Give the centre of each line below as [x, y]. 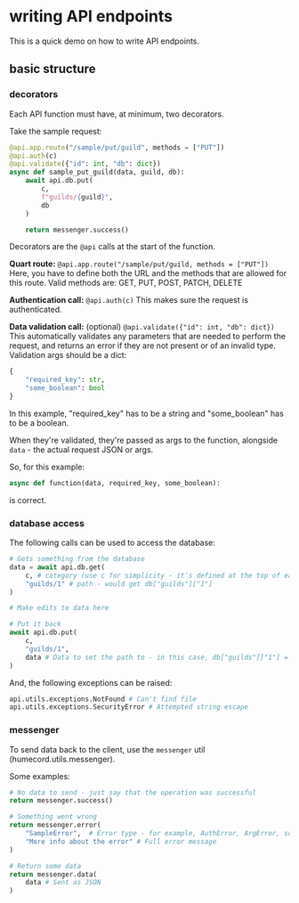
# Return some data [45, 866]
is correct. [28, 500]
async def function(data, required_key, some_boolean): [115, 483]
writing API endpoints [91, 16]
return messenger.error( [55, 826]
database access [47, 523]
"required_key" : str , [65, 380]
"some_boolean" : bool [65, 388]
